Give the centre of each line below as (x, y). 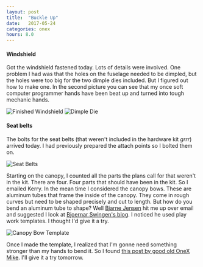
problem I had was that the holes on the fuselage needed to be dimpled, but (101, 74)
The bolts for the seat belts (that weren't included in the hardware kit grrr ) (99, 139)
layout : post (23, 12)
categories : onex (28, 29)
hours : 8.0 (20, 35)
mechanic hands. (28, 100)
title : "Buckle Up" (33, 18)
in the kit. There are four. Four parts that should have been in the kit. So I (97, 182)
